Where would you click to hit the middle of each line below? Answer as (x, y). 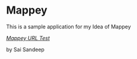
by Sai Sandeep (25, 49)
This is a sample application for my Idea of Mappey (69, 27)
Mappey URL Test (28, 38)
